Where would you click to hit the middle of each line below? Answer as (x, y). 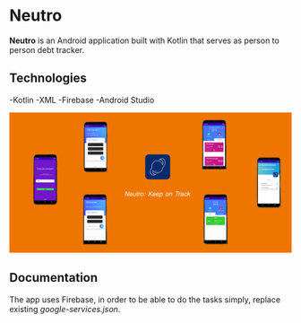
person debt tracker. (47, 49)
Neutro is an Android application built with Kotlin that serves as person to (144, 40)
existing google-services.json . (65, 309)
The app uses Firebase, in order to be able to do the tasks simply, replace (145, 299)
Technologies (48, 79)
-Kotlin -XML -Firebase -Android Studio (82, 100)
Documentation (54, 278)
